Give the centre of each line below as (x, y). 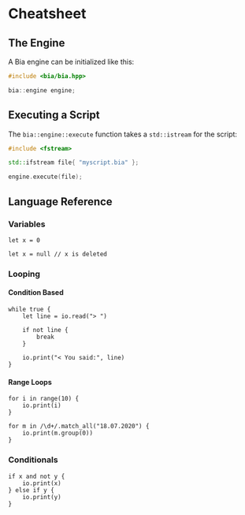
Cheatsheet (47, 14)
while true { (30, 309)
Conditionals (33, 460)
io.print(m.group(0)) (58, 433)
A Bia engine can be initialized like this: (71, 62)
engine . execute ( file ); (45, 177)
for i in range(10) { (44, 399)
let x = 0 (24, 240)
